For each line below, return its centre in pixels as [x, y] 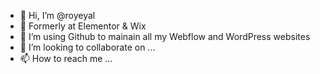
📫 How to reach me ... [66, 58]
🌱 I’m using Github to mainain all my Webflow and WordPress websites [165, 36]
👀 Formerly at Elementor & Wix [83, 26]
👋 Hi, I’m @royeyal [57, 15]
